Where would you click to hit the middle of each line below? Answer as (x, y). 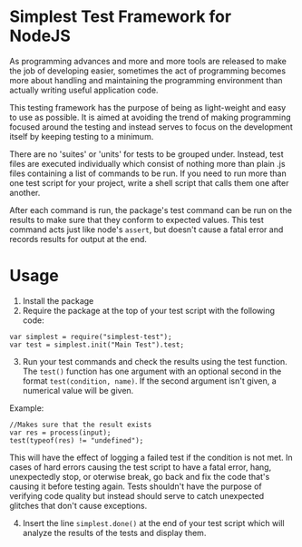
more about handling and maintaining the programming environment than (146, 80)
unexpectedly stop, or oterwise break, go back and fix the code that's (140, 476)
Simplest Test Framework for (121, 17)
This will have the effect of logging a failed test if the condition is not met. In (151, 457)
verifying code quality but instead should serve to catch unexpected (137, 495)
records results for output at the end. (78, 239)
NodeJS (40, 36)
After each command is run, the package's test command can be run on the (151, 210)
